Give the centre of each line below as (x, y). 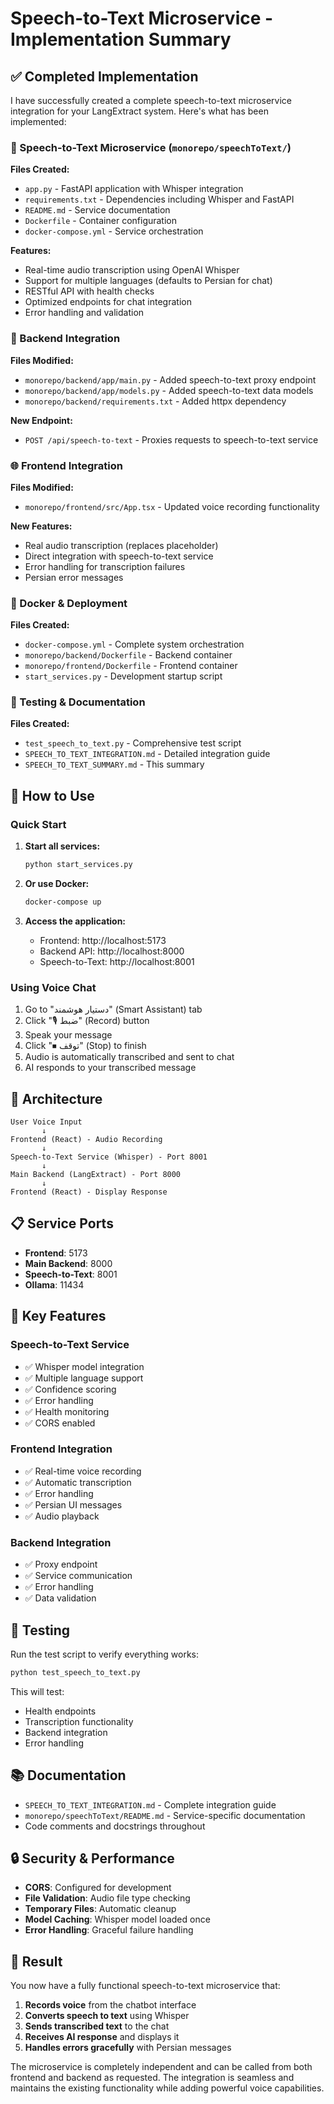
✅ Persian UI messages (73, 1504)
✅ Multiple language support (84, 1378)
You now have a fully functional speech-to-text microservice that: (145, 1986)
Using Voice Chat (53, 987)
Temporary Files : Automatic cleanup (100, 1909)
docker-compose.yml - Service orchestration (114, 231)
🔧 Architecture (56, 1098)
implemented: (38, 121)
